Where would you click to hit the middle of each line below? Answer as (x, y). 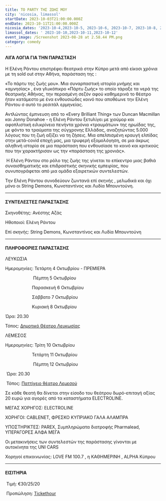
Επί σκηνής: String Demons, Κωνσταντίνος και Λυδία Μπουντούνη (73, 232)
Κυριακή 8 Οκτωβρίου (54, 307)
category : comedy (23, 42)
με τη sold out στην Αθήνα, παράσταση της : (51, 74)
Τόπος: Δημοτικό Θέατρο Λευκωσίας (43, 326)
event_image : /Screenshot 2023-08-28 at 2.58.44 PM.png (64, 38)
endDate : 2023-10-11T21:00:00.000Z (42, 23)
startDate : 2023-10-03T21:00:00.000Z (44, 19)
